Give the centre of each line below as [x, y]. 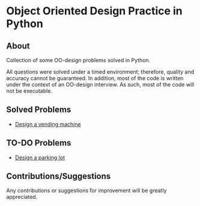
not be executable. [29, 91]
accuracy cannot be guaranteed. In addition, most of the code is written [95, 78]
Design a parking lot [40, 157]
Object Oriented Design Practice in [95, 11]
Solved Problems [39, 110]
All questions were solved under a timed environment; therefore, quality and [100, 72]
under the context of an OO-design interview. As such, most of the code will [100, 84]
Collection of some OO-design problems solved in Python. [78, 60]
